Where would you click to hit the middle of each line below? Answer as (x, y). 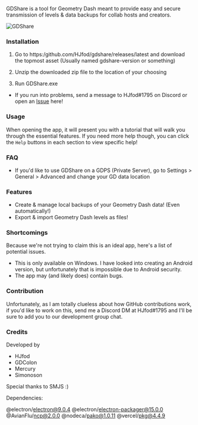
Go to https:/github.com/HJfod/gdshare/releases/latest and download (100, 54)
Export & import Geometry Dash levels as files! (71, 218)
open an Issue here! (39, 101)
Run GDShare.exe (36, 84)
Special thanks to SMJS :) (38, 387)
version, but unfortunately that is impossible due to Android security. (98, 270)
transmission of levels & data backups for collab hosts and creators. (89, 15)
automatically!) (33, 211)
